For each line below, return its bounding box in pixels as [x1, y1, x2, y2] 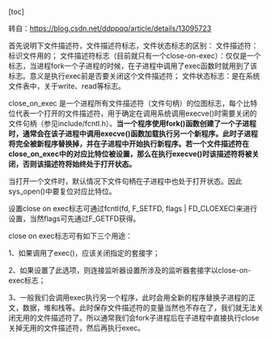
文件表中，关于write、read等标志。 [8, 81, 125, 91]
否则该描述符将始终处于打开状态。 [22, 159, 136, 168]
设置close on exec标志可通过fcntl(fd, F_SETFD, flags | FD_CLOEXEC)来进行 [8, 204, 257, 213]
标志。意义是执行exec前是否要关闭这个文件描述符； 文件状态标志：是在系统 [8, 71, 260, 80]
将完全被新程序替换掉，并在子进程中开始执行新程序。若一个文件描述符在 [8, 139, 249, 148]
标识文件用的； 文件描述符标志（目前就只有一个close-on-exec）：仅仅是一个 [8, 51, 261, 60]
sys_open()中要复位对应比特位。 [8, 186, 116, 196]
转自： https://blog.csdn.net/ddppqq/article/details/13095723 [8, 23, 212, 33]
